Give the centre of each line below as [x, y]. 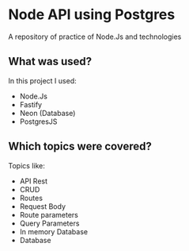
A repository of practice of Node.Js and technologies [95, 37]
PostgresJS [38, 122]
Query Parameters [49, 223]
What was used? [50, 62]
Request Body [42, 206]
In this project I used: [42, 80]
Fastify [30, 104]
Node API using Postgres [92, 15]
